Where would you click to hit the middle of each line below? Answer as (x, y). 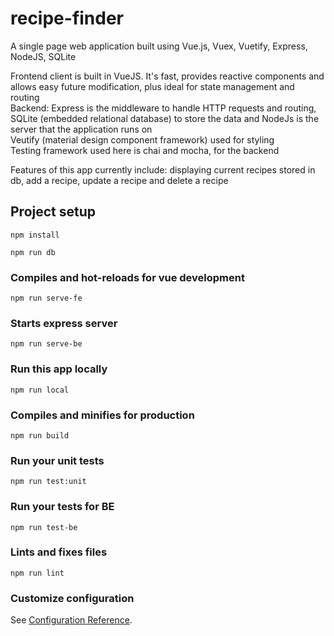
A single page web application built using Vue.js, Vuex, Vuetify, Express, (159, 46)
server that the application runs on (81, 129)
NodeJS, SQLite (43, 56)
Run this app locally (59, 369)
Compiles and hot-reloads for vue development (127, 277)
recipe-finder (67, 18)
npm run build (40, 435)
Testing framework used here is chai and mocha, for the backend (145, 150)
